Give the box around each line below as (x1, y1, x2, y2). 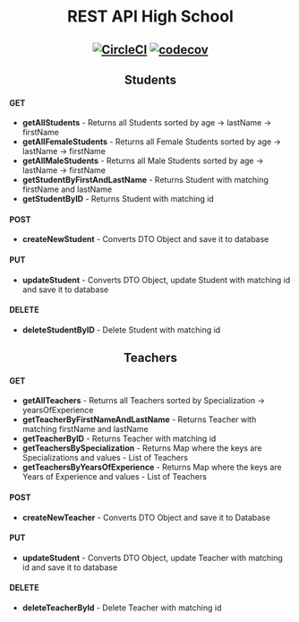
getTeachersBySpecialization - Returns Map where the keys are (21, 443, 262, 454)
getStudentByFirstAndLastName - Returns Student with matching (21, 175, 269, 186)
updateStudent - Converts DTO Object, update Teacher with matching (21, 552, 284, 563)
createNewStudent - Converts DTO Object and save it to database (21, 234, 269, 245)
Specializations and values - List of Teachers (21, 453, 188, 463)
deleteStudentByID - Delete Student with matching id (21, 324, 221, 335)
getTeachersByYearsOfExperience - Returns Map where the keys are (21, 462, 282, 472)
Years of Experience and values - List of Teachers (21, 471, 208, 482)
